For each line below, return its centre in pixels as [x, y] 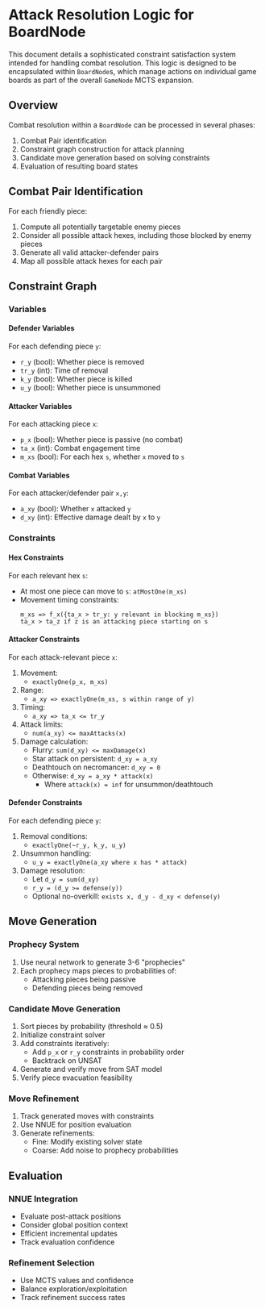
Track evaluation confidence [67, 1242]
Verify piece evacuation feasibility [76, 1078]
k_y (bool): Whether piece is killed [76, 379]
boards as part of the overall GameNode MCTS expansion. [101, 80]
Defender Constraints [46, 802]
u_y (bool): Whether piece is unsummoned [90, 388]
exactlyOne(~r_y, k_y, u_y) [79, 846]
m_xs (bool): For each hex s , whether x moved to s [102, 456]
